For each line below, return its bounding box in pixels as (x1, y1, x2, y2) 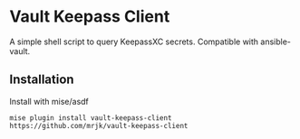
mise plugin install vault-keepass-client (9, 113, 172, 123)
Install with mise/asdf (9, 96, 89, 107)
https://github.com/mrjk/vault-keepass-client (9, 121, 189, 130)
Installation (9, 72, 74, 88)
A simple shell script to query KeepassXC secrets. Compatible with (9, 36, 259, 47)
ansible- (260, 36, 292, 47)
